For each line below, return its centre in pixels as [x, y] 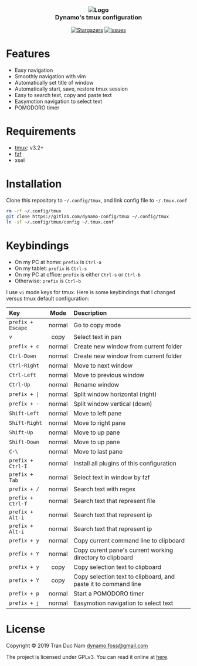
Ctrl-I [18, 466]
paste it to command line [108, 584]
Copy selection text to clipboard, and [124, 577]
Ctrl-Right [24, 365]
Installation [34, 184]
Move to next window [103, 365]
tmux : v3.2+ [29, 148]
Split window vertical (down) [113, 404]
